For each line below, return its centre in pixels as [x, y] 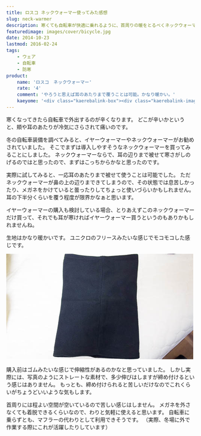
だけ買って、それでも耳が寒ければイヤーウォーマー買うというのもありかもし [100, 217]
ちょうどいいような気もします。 [56, 392]
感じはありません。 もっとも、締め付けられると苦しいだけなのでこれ [96, 384]
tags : [13, 51]
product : [17, 76]
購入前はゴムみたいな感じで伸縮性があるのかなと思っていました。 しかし [96, 369]
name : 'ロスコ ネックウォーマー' [54, 82]
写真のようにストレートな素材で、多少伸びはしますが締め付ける [105, 377]
